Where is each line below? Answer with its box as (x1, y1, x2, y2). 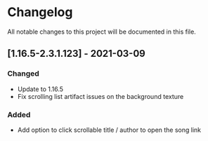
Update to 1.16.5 (17, 85, 64, 93)
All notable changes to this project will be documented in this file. (7, 27, 197, 36)
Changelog (7, 4, 73, 20)
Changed (7, 69, 40, 79)
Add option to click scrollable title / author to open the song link (17, 126, 202, 134)
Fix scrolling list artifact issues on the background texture (17, 92, 184, 100)
